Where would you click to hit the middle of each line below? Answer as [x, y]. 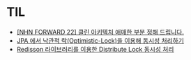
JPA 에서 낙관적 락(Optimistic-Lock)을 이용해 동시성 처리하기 [100, 40]
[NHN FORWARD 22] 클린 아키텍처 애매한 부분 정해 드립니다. [100, 32]
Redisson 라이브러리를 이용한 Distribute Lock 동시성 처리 [95, 49]
